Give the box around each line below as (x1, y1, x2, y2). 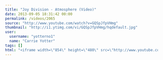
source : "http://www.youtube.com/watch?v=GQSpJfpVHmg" (5, 20, 118, 26)
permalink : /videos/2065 (5, 16, 55, 21)
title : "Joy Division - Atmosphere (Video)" (5, 7, 97, 12)
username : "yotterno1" (9, 34, 55, 39)
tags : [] (5, 43, 23, 48)
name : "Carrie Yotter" (9, 39, 55, 44)
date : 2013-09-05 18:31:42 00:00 (5, 12, 73, 16)
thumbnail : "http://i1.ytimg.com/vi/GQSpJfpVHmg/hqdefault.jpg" (5, 25, 138, 30)
